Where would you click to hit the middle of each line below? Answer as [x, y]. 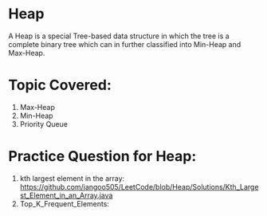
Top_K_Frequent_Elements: [65, 203]
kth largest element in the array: [72, 178]
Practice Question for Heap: [102, 157]
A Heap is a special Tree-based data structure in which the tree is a [119, 36]
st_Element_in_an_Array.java [66, 195]
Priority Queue [43, 124]
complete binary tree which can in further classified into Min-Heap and [125, 44]
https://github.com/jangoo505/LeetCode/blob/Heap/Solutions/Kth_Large [139, 187]
